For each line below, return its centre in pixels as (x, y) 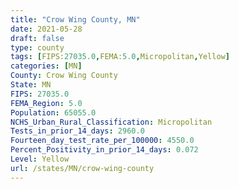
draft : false (37, 38)
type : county (37, 47)
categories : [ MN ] (46, 66)
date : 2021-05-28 (46, 29)
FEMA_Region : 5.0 (46, 103)
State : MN (31, 85)
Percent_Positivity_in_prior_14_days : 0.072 (104, 150)
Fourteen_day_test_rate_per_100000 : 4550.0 (102, 141)
